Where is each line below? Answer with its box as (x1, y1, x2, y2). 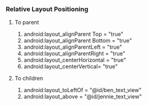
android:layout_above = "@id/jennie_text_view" (23, 93, 142, 101)
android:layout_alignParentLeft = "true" (23, 43, 122, 51)
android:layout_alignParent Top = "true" (23, 30, 124, 38)
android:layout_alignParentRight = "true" (23, 50, 126, 57)
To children (14, 75, 43, 82)
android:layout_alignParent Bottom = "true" (23, 37, 132, 44)
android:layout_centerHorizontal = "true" (23, 57, 127, 64)
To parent (14, 19, 39, 26)
